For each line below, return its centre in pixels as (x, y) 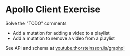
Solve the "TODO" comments (36, 23)
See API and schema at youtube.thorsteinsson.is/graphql (65, 48)
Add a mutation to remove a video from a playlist (64, 38)
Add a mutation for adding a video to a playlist (61, 33)
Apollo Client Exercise (53, 9)
